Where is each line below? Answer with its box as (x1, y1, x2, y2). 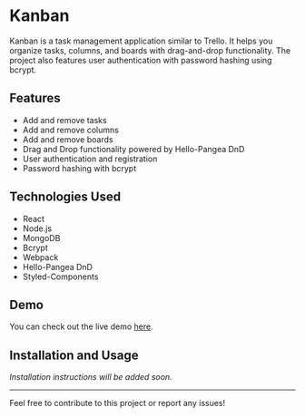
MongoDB (22, 232, 61, 243)
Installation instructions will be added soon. (9, 372, 172, 383)
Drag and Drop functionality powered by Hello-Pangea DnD (22, 143, 245, 154)
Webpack (22, 251, 59, 263)
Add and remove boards (22, 133, 113, 145)
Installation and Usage (9, 347, 139, 363)
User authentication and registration (22, 153, 158, 164)
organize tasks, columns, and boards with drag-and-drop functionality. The (9, 44, 291, 55)
